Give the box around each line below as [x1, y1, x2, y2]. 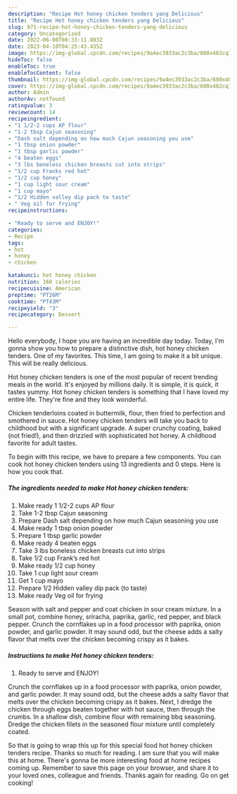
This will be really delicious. [8, 359, 89, 367]
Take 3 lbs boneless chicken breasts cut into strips [18, 546, 165, 555]
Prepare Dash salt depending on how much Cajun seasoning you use [18, 516, 219, 525]
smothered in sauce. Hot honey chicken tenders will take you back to [8, 417, 208, 425]
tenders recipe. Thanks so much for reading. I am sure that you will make [8, 749, 220, 757]
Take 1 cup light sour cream [18, 569, 98, 578]
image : [8, 50, 27, 57]
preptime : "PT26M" [8, 291, 62, 298]
